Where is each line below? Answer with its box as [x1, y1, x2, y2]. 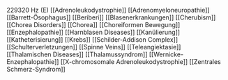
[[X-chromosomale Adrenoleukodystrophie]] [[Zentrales [60, 58, 221, 65]
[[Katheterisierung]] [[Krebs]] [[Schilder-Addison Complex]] [6, 35, 178, 44]
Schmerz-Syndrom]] [6, 65, 66, 73]
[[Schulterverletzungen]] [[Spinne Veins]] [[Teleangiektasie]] [6, 43, 181, 51]
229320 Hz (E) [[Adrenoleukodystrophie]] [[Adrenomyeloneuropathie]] [6, 6, 210, 14]
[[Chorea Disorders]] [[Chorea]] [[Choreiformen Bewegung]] [6, 21, 181, 29]
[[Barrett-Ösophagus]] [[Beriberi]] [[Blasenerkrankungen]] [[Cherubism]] [6, 13, 216, 22]
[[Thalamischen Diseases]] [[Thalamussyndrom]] [6, 50, 148, 58]
